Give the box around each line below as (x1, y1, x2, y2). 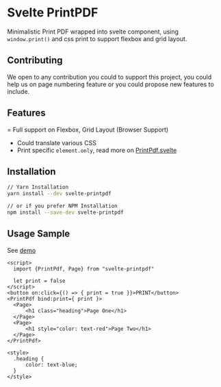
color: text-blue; (25, 361, 78, 368)
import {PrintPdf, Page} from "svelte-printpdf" (13, 265, 155, 272)
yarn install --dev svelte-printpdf (7, 190, 112, 197)
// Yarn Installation (7, 184, 69, 191)
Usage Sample (7, 228, 70, 240)
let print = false (13, 277, 66, 284)
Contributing (7, 55, 63, 66)
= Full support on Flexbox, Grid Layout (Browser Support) (7, 125, 169, 134)
